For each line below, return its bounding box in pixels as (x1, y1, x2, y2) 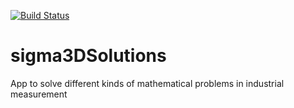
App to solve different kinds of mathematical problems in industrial (10, 77, 285, 89)
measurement (10, 88, 68, 100)
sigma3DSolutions (10, 45, 167, 67)
